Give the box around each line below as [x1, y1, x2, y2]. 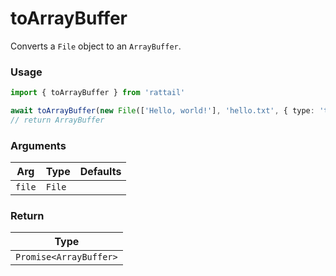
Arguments [10, 138, 67, 152]
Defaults [79, 165, 122, 179]
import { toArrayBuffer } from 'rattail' [10, 88, 186, 98]
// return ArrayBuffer [10, 115, 105, 125]
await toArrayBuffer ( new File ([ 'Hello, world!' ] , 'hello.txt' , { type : [10, 106, 315, 116]
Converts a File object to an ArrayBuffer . [10, 40, 182, 52]
